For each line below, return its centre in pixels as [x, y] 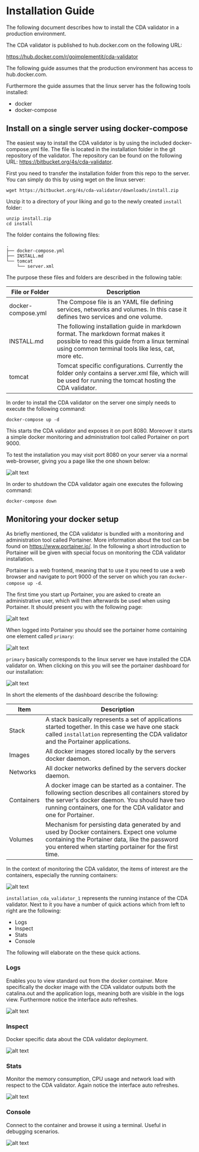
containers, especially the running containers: [62, 875]
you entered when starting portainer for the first [112, 847]
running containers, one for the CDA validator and [114, 807]
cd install [20, 223]
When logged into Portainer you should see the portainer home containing [97, 630]
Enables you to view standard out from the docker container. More [87, 980]
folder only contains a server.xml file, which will [123, 373]
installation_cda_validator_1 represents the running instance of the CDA [97, 898]
